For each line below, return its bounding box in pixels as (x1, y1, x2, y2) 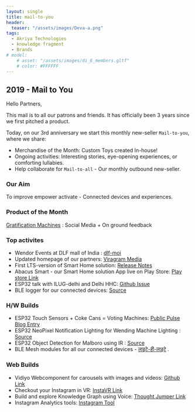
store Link (14, 274, 39, 281)
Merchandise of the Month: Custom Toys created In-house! (14, 147, 158, 154)
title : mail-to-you (6, 14, 54, 20)
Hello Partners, (6, 100, 42, 107)
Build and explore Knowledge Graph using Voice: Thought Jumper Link (14, 393, 186, 400)
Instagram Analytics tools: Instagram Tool (14, 399, 115, 406)
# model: (6, 52, 28, 58)
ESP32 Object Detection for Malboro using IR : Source (14, 339, 145, 346)
